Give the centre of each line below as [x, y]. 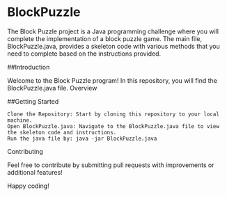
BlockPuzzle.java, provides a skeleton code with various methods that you [114, 46]
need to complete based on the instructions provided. [84, 54]
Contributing [25, 151]
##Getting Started [33, 101]
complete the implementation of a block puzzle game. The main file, [105, 38]
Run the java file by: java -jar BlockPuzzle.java [82, 139]
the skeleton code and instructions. [62, 132]
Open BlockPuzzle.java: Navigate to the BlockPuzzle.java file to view [113, 126]
